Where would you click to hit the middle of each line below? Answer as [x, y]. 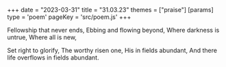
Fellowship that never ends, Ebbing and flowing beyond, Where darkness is [113, 30]
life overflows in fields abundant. [53, 58]
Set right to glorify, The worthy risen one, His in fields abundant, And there [112, 50]
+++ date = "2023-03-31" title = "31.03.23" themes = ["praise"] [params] [110, 10]
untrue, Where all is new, [42, 37]
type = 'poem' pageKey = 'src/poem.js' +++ [69, 17]
